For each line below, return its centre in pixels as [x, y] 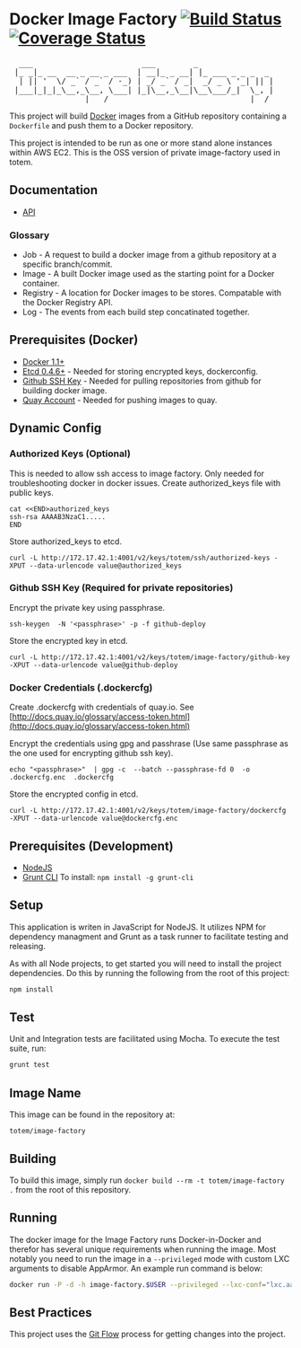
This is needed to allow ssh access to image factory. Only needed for [137, 473]
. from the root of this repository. [70, 1189]
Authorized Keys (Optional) [70, 454]
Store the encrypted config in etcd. [74, 794]
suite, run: [28, 1048]
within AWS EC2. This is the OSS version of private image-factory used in [145, 152]
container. [41, 284]
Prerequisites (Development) [91, 846]
